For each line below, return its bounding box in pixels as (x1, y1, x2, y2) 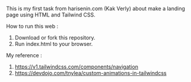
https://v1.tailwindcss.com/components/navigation (14, 63, 138, 70)
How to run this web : (6, 23, 58, 29)
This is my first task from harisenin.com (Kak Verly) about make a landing (6, 5, 186, 12)
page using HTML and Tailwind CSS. (6, 11, 96, 18)
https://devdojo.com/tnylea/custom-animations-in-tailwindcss (14, 70, 167, 76)
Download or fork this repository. (14, 34, 96, 41)
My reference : (6, 52, 43, 58)
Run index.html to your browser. (14, 41, 93, 47)
